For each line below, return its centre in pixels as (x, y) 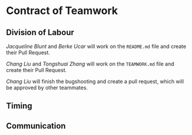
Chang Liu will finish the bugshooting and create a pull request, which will (95, 81)
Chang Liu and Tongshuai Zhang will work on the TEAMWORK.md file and (90, 64)
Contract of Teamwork (62, 11)
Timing (19, 106)
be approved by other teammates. (47, 88)
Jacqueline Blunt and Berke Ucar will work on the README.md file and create (96, 46)
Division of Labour (40, 32)
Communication (36, 126)
